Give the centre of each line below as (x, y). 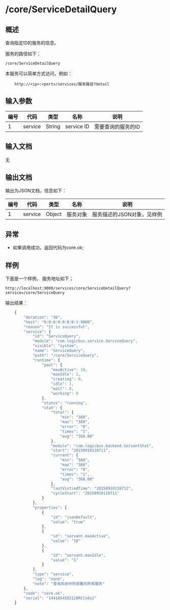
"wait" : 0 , (62, 389)
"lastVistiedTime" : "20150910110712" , (92, 489)
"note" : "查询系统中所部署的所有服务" (69, 584)
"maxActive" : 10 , (69, 369)
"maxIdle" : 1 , (66, 375)
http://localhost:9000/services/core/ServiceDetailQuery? (68, 288)
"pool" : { (52, 365)
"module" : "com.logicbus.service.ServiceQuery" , (85, 341)
